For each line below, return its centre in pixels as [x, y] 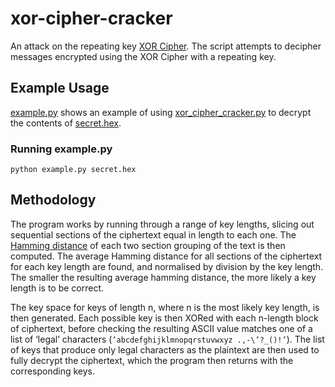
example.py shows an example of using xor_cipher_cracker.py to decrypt [161, 112]
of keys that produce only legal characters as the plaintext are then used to [165, 349]
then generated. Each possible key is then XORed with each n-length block [164, 318]
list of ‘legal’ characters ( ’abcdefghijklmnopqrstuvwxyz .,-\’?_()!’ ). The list [167, 339]
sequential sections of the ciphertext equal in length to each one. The [153, 234]
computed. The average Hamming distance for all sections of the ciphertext [166, 256]
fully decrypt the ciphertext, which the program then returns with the [152, 360]
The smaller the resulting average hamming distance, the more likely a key [163, 277]
